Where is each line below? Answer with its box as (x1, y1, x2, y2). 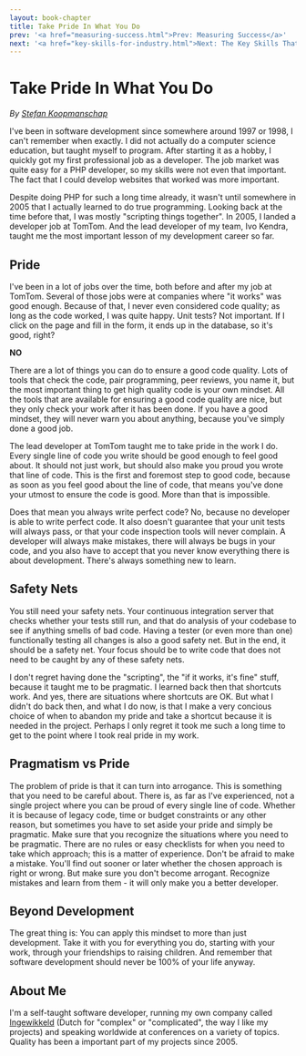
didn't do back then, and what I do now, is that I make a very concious (9, 701, 272, 712)
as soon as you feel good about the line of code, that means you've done (9, 479, 284, 490)
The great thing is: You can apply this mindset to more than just (9, 928, 248, 938)
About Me (9, 983, 66, 999)
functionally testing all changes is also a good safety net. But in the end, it (9, 634, 287, 645)
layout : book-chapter (9, 13, 92, 23)
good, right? (9, 330, 56, 340)
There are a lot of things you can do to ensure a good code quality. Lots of (9, 365, 289, 375)
